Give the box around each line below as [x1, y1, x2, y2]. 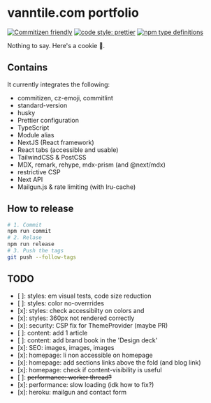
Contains [7, 61, 48, 74]
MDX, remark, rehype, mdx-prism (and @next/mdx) [17, 160, 166, 169]
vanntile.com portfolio [7, 5, 140, 21]
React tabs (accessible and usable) [17, 145, 119, 154]
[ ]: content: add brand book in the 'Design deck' [17, 336, 158, 344]
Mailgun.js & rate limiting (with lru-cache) [17, 183, 136, 191]
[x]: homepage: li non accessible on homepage [17, 351, 153, 359]
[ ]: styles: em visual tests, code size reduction [17, 291, 152, 300]
